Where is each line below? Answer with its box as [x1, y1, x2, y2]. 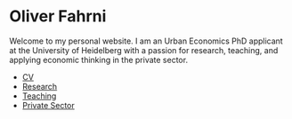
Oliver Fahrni [9, 6, 107, 27]
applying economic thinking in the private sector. [9, 54, 189, 65]
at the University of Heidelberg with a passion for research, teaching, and [9, 44, 279, 55]
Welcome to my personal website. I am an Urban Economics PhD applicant [9, 36, 283, 46]
